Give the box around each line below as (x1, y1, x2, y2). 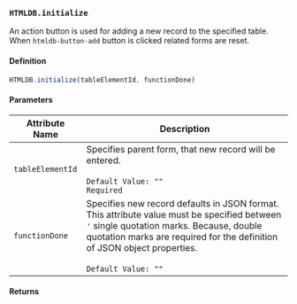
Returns (9, 286, 40, 297)
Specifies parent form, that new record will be (86, 143, 276, 155)
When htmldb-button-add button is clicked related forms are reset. (9, 35, 250, 46)
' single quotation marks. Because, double (86, 219, 263, 231)
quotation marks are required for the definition (86, 230, 278, 243)
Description (159, 122, 210, 135)
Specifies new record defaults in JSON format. (86, 197, 279, 209)
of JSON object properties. (86, 241, 198, 253)
